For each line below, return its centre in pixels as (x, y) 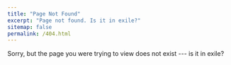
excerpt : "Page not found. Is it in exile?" (74, 20)
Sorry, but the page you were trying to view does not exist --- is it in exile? (116, 54)
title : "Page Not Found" (44, 14)
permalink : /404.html (39, 34)
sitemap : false (30, 27)
